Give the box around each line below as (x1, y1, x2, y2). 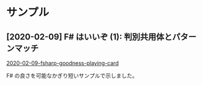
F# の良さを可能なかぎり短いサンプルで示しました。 (6, 72, 138, 79)
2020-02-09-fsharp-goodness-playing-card (6, 59, 119, 67)
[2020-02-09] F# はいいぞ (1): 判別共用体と (6, 32, 173, 42)
